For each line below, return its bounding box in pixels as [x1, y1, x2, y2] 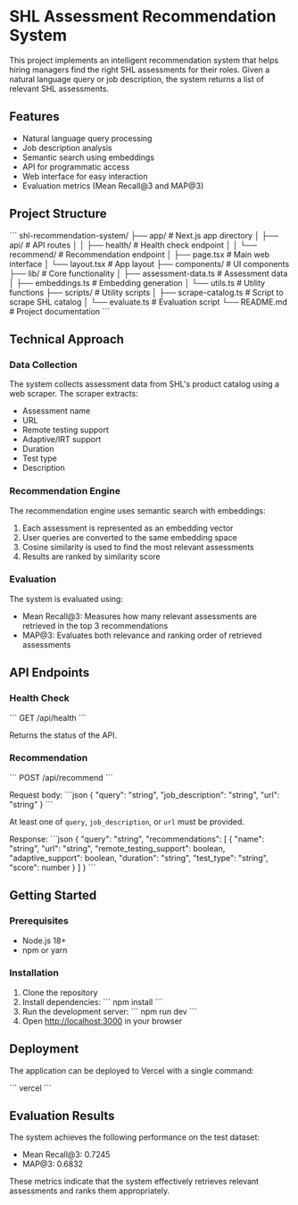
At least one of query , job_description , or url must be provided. [9, 816, 245, 827]
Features [9, 109, 60, 124]
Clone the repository [21, 987, 98, 998]
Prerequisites [9, 915, 69, 927]
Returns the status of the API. [9, 730, 118, 741]
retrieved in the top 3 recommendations [21, 620, 169, 631]
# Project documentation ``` [9, 305, 110, 316]
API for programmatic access [21, 161, 130, 172]
